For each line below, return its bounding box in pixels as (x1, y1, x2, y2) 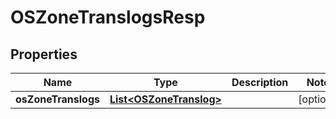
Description (231, 76, 289, 89)
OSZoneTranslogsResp (10, 6, 206, 29)
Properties (10, 46, 78, 63)
